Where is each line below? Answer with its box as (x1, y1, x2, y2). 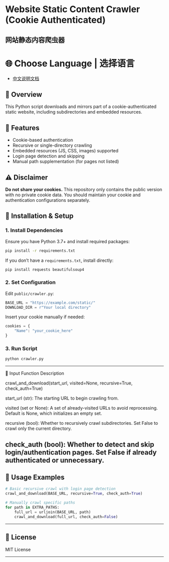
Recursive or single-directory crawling (12, 142, 92, 148)
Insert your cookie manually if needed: (5, 314, 85, 320)
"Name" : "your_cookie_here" (14, 328, 73, 333)
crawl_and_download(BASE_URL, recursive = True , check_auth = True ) (5, 491, 143, 496)
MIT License (5, 546, 31, 552)
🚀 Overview (5, 90, 42, 99)
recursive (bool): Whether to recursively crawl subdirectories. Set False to (5, 420, 158, 426)
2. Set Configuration (5, 279, 56, 286)
